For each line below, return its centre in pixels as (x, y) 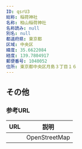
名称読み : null (23, 28)
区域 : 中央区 (20, 45)
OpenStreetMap (48, 138)
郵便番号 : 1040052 (27, 61)
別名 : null (18, 34)
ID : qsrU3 (18, 12)
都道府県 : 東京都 (24, 39)
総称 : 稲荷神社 (22, 17)
